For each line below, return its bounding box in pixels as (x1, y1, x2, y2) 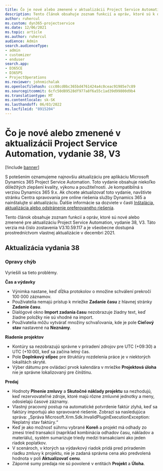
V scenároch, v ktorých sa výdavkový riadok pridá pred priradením (12, 445, 146, 451)
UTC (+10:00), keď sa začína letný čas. (12, 348, 90, 354)
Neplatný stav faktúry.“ (12, 419, 58, 425)
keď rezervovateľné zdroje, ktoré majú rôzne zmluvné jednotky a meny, (12, 393, 155, 399)
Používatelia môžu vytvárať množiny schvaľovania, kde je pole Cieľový (12, 319, 154, 325)
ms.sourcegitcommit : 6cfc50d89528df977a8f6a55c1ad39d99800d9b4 (5, 89, 136, 93)
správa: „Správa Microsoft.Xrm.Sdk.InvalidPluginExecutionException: (12, 414, 150, 420)
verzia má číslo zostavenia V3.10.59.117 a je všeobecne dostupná (5, 224, 134, 230)
